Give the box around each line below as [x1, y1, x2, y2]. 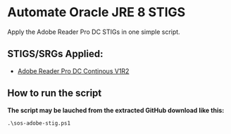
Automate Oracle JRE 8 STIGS [7, 4, 186, 20]
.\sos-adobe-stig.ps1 [7, 119, 71, 127]
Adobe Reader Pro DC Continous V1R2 [17, 66, 130, 75]
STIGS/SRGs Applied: [7, 48, 104, 60]
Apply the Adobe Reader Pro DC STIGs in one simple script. [7, 28, 181, 36]
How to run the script [7, 87, 102, 99]
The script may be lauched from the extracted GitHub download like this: [7, 106, 225, 114]
